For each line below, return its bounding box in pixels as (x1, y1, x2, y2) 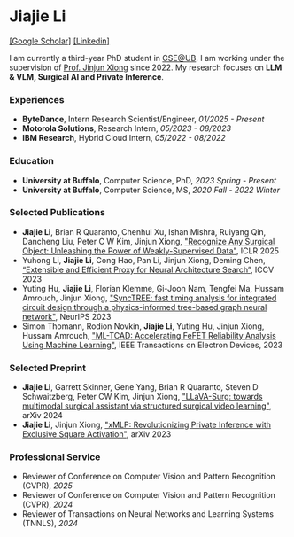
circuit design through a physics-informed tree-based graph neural (21, 301, 267, 312)
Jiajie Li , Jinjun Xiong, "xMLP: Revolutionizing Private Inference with (21, 419, 272, 431)
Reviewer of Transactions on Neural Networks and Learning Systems (21, 509, 275, 519)
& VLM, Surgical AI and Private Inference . (9, 71, 164, 82)
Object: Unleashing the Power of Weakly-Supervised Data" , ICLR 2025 (21, 245, 280, 256)
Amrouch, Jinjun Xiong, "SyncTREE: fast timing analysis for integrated (21, 292, 277, 303)
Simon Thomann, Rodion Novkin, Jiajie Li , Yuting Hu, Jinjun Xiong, (21, 321, 265, 331)
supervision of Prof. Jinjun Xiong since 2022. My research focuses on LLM (9, 62, 282, 73)
